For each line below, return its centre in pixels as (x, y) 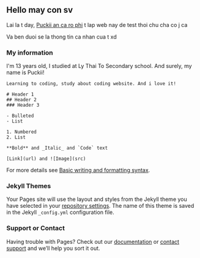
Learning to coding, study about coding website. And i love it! (91, 84)
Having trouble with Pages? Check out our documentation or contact (93, 241)
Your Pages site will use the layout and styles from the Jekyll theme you (97, 199)
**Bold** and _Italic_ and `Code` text (57, 148)
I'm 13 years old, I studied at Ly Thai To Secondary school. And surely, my (99, 66)
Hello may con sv (40, 10)
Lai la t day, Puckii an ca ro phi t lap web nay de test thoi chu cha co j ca (97, 25)
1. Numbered (21, 132)
